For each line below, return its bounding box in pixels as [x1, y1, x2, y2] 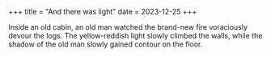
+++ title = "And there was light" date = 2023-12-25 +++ [8, 7, 197, 16]
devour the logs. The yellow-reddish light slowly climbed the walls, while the [8, 31, 263, 40]
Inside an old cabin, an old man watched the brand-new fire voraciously [8, 22, 248, 31]
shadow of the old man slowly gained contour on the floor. [8, 39, 203, 49]
